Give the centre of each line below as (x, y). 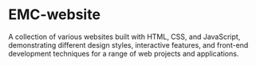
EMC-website (55, 15)
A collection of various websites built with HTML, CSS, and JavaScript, (124, 37)
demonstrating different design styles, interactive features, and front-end (128, 45)
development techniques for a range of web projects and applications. (124, 53)
